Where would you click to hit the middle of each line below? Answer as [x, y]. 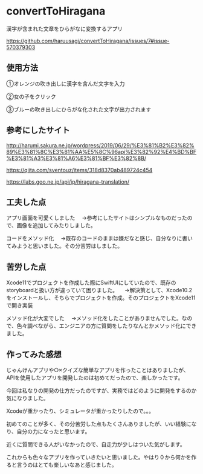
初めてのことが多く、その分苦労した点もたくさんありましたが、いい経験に [99, 424]
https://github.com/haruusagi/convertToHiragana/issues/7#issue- [88, 41]
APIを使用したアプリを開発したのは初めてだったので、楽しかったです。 [95, 378]
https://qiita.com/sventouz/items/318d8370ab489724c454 [79, 170]
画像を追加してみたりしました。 [56, 225]
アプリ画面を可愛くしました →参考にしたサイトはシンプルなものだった [97, 218]
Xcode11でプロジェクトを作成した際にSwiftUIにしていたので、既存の [91, 282]
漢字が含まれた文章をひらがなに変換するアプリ [64, 28]
